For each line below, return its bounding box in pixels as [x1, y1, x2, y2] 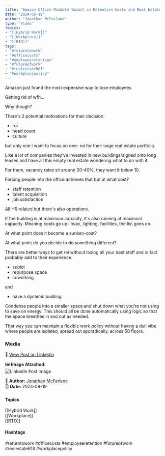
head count [12, 128, 36, 134]
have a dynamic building [12, 293, 62, 299]
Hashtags [5, 429, 26, 435]
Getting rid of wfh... [5, 94, 45, 100]
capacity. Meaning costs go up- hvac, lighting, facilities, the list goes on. [5, 221, 152, 227]
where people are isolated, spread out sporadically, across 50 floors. [5, 328, 144, 334]
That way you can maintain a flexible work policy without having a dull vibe [5, 323, 157, 329]
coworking [12, 274, 34, 280]
